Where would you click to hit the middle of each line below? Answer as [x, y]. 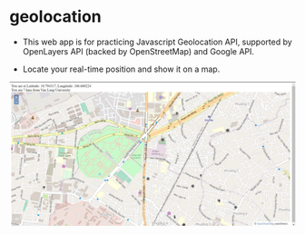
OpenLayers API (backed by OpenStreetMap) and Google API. [138, 51]
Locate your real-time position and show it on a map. [121, 69]
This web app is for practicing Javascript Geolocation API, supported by [157, 42]
